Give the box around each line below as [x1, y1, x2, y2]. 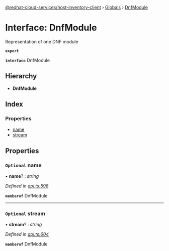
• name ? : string [5, 173, 39, 179]
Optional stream [5, 210, 45, 217]
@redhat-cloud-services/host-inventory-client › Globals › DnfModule [5, 5, 148, 10]
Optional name [5, 162, 42, 169]
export [5, 48, 19, 54]
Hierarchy [5, 72, 37, 80]
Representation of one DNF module [5, 38, 78, 44]
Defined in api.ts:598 [5, 183, 49, 189]
